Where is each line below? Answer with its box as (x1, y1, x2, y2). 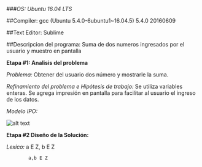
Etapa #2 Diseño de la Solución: (6, 132, 89, 138)
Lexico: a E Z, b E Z (6, 143, 55, 150)
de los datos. (6, 96, 39, 103)
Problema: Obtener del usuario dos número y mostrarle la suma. (6, 71, 169, 78)
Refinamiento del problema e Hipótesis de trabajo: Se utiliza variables (6, 83, 183, 90)
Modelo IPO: (6, 108, 38, 115)
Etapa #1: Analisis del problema (6, 59, 88, 66)
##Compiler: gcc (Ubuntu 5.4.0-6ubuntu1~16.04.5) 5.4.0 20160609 (6, 17, 176, 24)
